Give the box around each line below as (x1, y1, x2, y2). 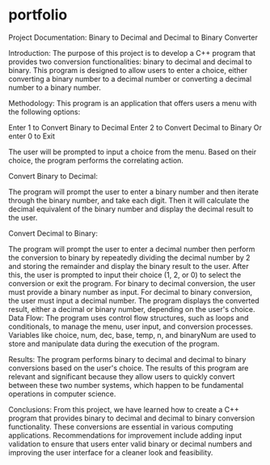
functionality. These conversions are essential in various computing (8, 421, 234, 431)
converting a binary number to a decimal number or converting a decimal (8, 74, 252, 83)
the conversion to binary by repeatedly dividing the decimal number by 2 (8, 253, 251, 262)
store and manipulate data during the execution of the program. (8, 339, 220, 348)
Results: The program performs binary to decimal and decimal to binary (8, 354, 247, 364)
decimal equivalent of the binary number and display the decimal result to (8, 204, 254, 214)
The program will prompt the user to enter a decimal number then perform (8, 244, 255, 254)
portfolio (8, 6, 68, 24)
